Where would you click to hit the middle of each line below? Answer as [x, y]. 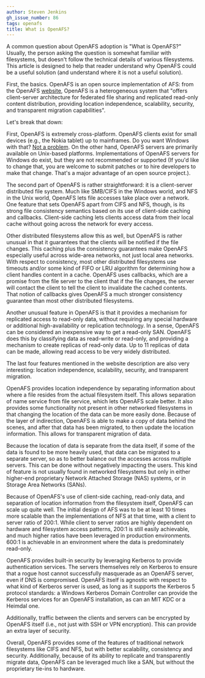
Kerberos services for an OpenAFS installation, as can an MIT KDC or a [96, 600]
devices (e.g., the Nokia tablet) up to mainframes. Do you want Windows [98, 141]
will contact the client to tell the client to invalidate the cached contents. [97, 288]
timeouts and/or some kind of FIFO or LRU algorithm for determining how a [101, 268]
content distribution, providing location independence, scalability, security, [100, 104]
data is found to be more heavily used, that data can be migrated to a [93, 452]
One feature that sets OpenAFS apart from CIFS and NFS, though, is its [96, 204]
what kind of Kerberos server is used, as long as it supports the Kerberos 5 [101, 587]
